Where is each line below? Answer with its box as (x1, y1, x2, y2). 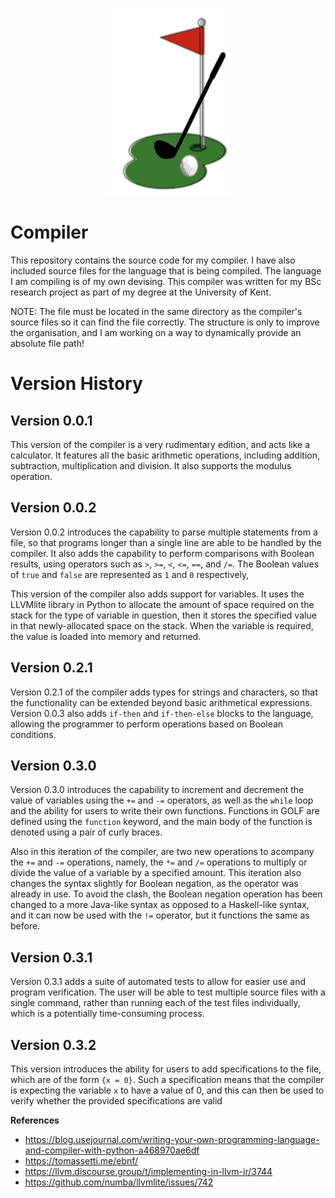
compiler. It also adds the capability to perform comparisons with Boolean (10, 547, 315, 559)
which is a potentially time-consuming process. (10, 1008, 205, 1020)
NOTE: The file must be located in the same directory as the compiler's (10, 305, 303, 317)
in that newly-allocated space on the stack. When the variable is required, (10, 619, 314, 632)
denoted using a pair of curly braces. (10, 826, 163, 838)
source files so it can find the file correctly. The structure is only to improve (10, 316, 320, 328)
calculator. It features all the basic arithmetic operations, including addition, (10, 449, 321, 461)
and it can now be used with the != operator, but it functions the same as (10, 909, 310, 922)
